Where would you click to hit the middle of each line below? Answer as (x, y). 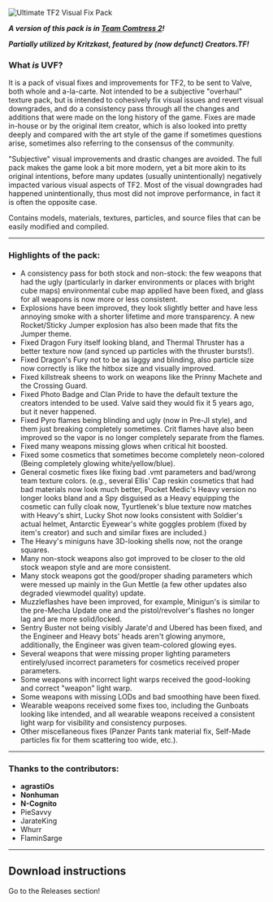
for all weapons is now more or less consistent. (99, 299)
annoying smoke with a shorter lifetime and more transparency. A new (137, 316)
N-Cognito (38, 803)
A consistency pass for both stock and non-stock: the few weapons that (141, 273)
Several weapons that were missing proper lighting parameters (125, 653)
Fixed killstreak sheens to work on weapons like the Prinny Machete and (141, 377)
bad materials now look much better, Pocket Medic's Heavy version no (139, 489)
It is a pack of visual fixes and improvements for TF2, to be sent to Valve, (130, 83)
